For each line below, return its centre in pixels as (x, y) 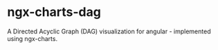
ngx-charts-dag (54, 12)
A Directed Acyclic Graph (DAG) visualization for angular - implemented (109, 31)
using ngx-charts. (32, 38)
